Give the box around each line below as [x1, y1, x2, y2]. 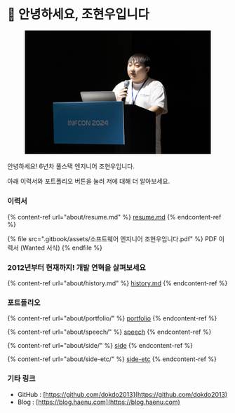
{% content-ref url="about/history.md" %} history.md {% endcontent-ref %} [7, 278, 228, 287]
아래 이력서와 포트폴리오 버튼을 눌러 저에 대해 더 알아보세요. [7, 177, 170, 186]
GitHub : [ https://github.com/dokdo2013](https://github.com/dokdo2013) [17, 390, 228, 398]
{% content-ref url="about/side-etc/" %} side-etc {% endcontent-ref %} [7, 355, 217, 363]
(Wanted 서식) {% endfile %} [20, 243, 103, 252]
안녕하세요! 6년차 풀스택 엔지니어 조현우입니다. [7, 162, 135, 170]
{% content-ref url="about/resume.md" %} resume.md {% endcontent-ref [7, 212, 222, 221]
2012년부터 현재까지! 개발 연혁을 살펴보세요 [7, 262, 146, 272]
